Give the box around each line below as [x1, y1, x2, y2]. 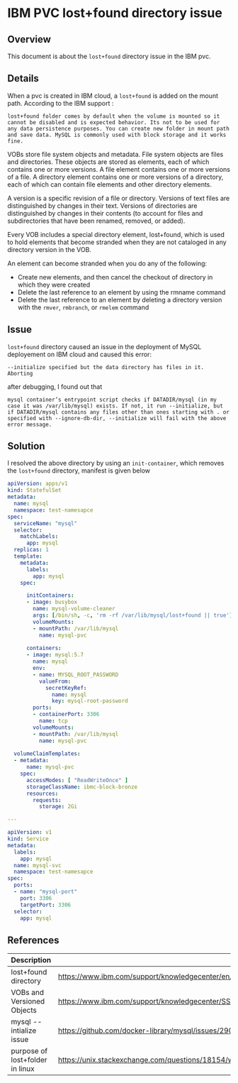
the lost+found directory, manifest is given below [7, 466, 151, 475]
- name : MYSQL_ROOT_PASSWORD [33, 671, 119, 678]
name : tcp [38, 718, 69, 725]
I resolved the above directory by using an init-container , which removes [7, 459, 225, 468]
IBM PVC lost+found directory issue [7, 5, 223, 21]
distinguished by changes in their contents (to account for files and [7, 209, 203, 217]
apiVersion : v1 [7, 829, 52, 836]
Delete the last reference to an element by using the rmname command [17, 287, 226, 296]
